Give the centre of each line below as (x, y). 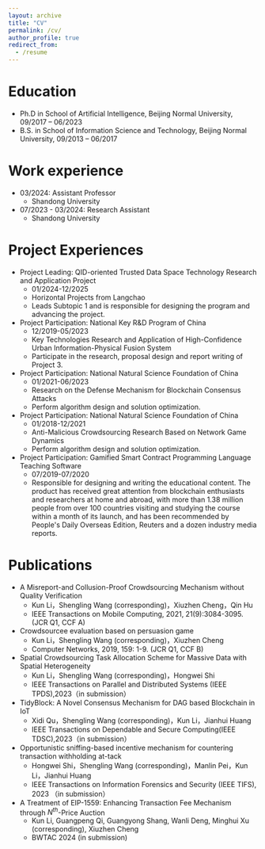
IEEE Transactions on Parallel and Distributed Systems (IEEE (129, 684)
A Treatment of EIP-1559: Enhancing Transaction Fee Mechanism (125, 802)
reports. (44, 533)
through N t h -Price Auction (62, 812)
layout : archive (35, 15)
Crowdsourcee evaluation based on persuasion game (107, 630)
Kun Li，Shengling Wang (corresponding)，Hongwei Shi (123, 675)
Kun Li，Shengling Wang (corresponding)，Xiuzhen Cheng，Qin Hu (142, 605)
